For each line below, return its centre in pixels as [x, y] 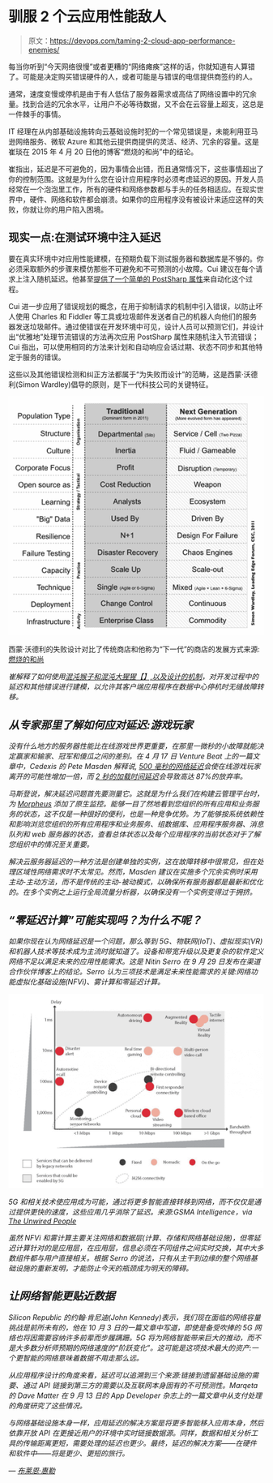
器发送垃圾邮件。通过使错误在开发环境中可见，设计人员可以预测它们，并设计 [136, 326]
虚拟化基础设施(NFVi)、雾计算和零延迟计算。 [90, 982]
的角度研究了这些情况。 [47, 1405]
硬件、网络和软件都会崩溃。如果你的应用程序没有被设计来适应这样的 [143, 199]
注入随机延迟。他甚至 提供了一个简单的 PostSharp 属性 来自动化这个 [134, 279]
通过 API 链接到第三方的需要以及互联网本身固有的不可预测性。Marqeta [140, 1385]
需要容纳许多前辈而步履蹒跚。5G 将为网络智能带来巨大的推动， [141, 1337]
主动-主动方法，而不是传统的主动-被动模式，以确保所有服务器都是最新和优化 [136, 882]
